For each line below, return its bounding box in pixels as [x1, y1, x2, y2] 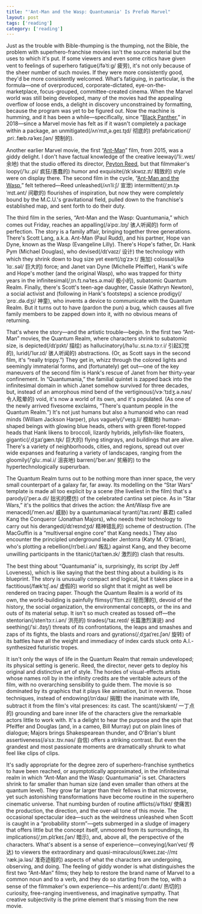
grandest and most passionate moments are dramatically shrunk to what [6, 743, 186, 750]
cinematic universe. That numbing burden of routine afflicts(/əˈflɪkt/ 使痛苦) [6, 800, 192, 807]
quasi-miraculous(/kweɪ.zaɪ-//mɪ [96, 848, 178, 856]
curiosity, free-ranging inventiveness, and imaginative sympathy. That [6, 889, 179, 897]
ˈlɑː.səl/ [6, 263, 24, 270]
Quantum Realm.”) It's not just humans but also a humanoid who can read [6, 409, 188, 416]
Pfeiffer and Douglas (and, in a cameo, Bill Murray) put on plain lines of [6, 723, 182, 730]
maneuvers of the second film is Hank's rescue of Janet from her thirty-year [6, 369, 195, 376]
